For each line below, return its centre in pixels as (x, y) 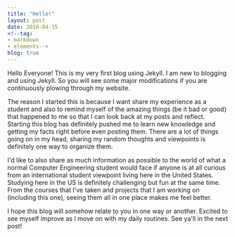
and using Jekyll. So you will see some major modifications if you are (107, 80)
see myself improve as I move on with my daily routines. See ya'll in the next (118, 218)
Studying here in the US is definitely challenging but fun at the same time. (114, 182)
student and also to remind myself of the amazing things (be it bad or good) (117, 109)
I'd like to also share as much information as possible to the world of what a (117, 160)
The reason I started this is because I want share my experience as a (107, 101)
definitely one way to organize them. (60, 146)
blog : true (23, 53)
